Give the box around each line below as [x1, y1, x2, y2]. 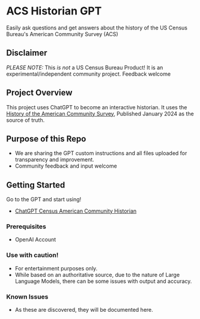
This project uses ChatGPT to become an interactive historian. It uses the [6, 103, 187, 111]
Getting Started [6, 180, 65, 190]
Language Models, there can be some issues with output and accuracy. [14, 278, 192, 285]
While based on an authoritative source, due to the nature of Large [14, 271, 180, 278]
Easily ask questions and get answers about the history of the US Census [6, 24, 188, 31]
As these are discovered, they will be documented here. [14, 306, 153, 314]
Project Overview [6, 88, 73, 98]
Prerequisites [6, 222, 46, 231]
